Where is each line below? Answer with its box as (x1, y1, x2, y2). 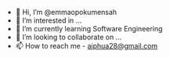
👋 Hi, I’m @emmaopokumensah (15, 8, 118, 16)
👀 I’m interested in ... (15, 16, 82, 25)
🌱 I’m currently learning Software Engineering (15, 24, 163, 33)
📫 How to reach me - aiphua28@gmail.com (15, 42, 158, 50)
